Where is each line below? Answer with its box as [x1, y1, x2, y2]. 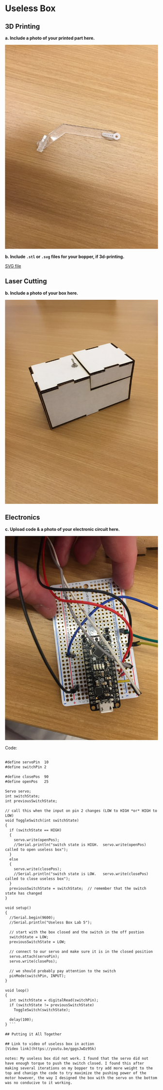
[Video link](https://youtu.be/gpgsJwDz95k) [5, 1046, 97, 1051]
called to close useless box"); [5, 876, 70, 881]
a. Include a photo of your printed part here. [5, 35, 95, 41]
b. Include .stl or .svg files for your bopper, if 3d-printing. [5, 254, 125, 259]
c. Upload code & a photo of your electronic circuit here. [5, 526, 120, 532]
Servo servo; [5, 789, 32, 794]
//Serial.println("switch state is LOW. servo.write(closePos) [14, 871, 149, 876]
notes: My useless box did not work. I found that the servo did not [5, 1056, 149, 1061]
